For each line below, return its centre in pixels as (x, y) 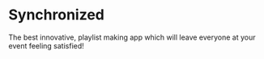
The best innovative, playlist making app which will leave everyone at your (132, 37)
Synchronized (57, 15)
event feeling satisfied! (47, 45)
